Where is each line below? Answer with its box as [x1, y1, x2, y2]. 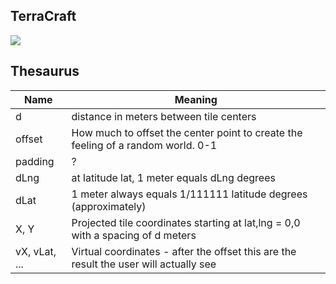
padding [15, 154, 55, 168]
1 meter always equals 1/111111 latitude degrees [71, 187, 308, 201]
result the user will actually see [71, 257, 217, 271]
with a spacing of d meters [71, 228, 197, 242]
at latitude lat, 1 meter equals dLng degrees [71, 170, 276, 184]
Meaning [174, 92, 218, 106]
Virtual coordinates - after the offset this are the [71, 244, 297, 258]
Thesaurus [10, 63, 80, 80]
